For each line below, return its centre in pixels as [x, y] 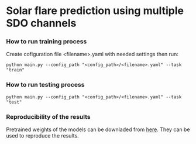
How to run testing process [45, 85]
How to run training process [47, 42]
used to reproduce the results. [42, 136]
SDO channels [41, 23]
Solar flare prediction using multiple [95, 11]
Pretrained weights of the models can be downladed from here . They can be [98, 129]
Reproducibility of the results [48, 116]
